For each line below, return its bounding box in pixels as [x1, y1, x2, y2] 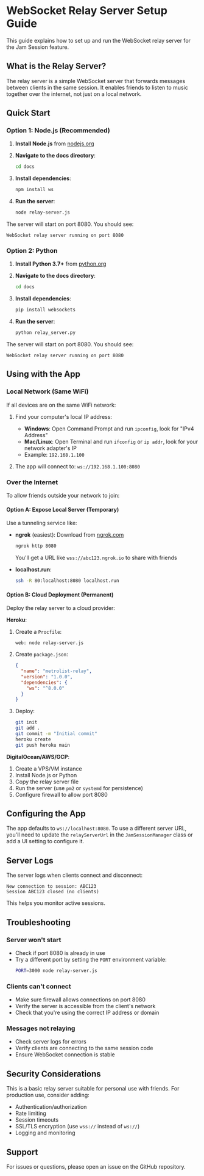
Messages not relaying [6, 1024, 76, 1033]
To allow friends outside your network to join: [6, 492, 120, 499]
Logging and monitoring [15, 1129, 76, 1136]
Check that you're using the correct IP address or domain [15, 1009, 160, 1017]
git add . [15, 725, 41, 731]
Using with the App [6, 369, 80, 379]
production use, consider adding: [6, 1091, 90, 1099]
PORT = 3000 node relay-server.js [15, 967, 97, 974]
